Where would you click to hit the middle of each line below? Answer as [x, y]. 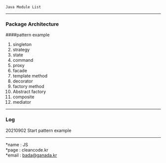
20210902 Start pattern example [39, 130]
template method [30, 76]
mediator [22, 102]
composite [23, 97]
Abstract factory [29, 92]
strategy [21, 50]
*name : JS [17, 144]
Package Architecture [32, 24]
